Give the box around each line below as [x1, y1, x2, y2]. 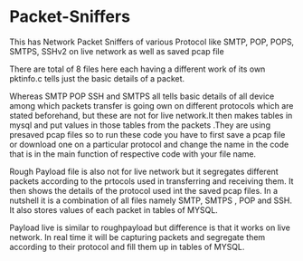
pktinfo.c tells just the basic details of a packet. [9, 72, 185, 83]
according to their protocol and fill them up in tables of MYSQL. [9, 241, 245, 252]
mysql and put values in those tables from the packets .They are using [9, 120, 271, 130]
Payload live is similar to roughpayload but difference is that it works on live [9, 222, 291, 233]
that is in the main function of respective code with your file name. [9, 148, 256, 159]
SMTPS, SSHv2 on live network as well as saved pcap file [9, 45, 224, 56]
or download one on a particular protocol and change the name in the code [9, 139, 289, 150]
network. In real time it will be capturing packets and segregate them [9, 231, 266, 242]
